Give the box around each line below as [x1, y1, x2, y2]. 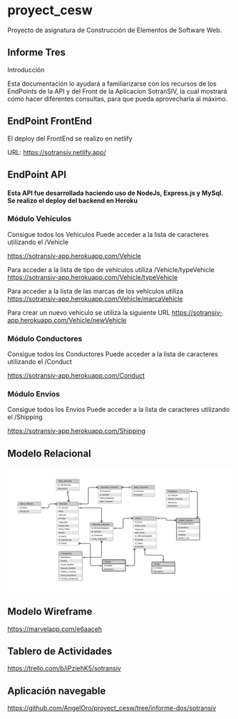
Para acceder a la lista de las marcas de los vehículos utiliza [7, 286, 184, 295]
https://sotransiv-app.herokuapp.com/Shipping [7, 427, 146, 436]
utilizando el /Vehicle [7, 238, 69, 246]
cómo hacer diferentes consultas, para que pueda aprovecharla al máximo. [7, 94, 228, 103]
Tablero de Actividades [7, 645, 113, 658]
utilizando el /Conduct [7, 358, 73, 366]
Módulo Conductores [7, 333, 83, 343]
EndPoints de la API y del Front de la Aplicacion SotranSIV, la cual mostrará [7, 86, 227, 95]
